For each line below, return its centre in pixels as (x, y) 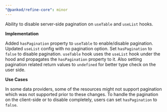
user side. (15, 70)
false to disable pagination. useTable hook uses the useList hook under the (83, 54)
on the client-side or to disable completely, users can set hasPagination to (81, 100)
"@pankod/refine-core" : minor (37, 10)
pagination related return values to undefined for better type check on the (81, 64)
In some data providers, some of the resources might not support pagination (83, 89)
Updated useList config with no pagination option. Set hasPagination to (79, 48)
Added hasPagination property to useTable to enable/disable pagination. (79, 43)
